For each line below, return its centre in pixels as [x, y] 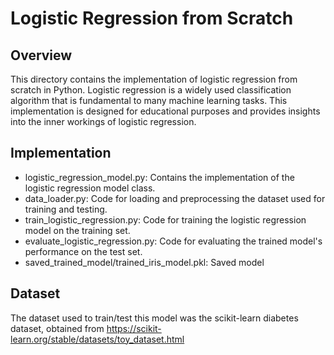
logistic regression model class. [90, 188]
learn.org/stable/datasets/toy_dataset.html [97, 339]
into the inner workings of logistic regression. [103, 121]
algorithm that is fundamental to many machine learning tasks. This [149, 100]
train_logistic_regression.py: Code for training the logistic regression [165, 219]
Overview [41, 55]
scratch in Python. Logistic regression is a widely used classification [151, 90]
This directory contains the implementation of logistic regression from [154, 79]
